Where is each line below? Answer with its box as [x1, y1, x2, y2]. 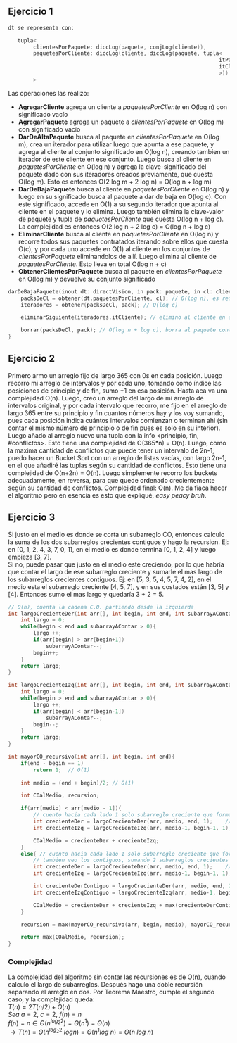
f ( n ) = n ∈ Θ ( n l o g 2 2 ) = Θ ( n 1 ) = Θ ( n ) [8, 1018, 110, 1028]
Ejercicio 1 [8, 6, 53, 18]
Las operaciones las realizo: [8, 89, 89, 97]
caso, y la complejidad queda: [8, 995, 95, 1004]
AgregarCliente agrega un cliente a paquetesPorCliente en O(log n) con [18, 102, 228, 111]
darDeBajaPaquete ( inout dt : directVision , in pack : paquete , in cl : [8, 288, 213, 295]
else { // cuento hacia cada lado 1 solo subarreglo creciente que [20, 850, 219, 857]
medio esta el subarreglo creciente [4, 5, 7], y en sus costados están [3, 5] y [8, 582, 229, 590]
